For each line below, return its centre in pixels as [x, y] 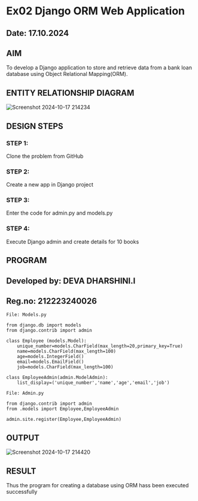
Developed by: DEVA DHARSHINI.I [71, 281]
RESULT [21, 471]
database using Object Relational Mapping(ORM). [67, 74]
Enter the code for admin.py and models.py [60, 213]
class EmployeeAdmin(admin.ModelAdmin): [57, 378]
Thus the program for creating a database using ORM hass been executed [98, 485]
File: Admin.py [25, 393]
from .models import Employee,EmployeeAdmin [63, 409]
